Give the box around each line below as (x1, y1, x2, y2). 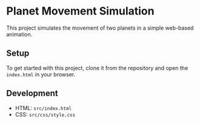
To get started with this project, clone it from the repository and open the (6, 64, 188, 71)
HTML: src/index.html (15, 104, 72, 111)
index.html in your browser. (6, 71, 76, 78)
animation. (6, 30, 33, 38)
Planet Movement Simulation (6, 4, 155, 18)
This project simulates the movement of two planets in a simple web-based (6, 24, 194, 31)
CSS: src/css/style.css (15, 111, 76, 118)
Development (6, 88, 59, 99)
